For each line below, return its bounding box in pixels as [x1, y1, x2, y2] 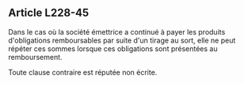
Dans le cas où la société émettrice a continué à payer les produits [8, 27, 226, 36]
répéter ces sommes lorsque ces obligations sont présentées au [8, 43, 218, 54]
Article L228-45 [8, 6, 90, 20]
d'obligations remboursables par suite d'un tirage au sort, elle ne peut [8, 35, 236, 45]
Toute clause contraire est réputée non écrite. [8, 67, 158, 77]
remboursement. [8, 52, 63, 61]
